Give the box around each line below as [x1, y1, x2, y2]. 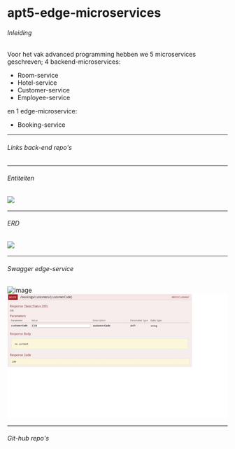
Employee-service [17, 93, 71, 102]
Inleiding [7, 28, 32, 36]
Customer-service [17, 86, 70, 95]
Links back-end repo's [7, 143, 72, 151]
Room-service [17, 71, 59, 80]
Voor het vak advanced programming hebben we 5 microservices [7, 50, 197, 59]
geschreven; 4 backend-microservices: [7, 57, 121, 66]
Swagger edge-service [7, 264, 74, 272]
